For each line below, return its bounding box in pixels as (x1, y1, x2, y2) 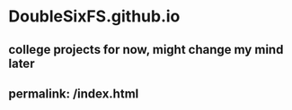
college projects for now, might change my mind (8, 42, 284, 57)
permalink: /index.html (8, 86, 139, 101)
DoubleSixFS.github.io (8, 6, 181, 27)
